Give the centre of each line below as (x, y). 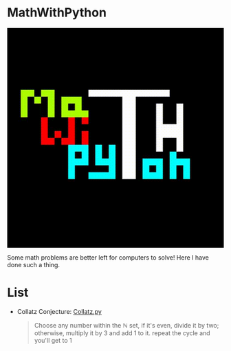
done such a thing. (34, 264)
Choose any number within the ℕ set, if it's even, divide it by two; (126, 325)
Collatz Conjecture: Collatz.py (59, 311)
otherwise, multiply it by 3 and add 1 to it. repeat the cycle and (122, 333)
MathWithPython (57, 13)
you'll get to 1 (53, 340)
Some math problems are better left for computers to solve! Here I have (108, 257)
